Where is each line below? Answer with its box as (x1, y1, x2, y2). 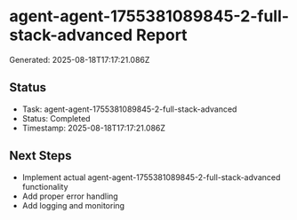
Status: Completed (21, 113, 91, 123)
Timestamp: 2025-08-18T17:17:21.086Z (21, 122, 166, 133)
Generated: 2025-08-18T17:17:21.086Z (9, 54, 150, 65)
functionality (21, 181, 68, 192)
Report (136, 25, 189, 45)
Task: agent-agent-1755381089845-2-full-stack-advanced (21, 104, 237, 114)
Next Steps (9, 148, 72, 163)
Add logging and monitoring (21, 200, 125, 210)
